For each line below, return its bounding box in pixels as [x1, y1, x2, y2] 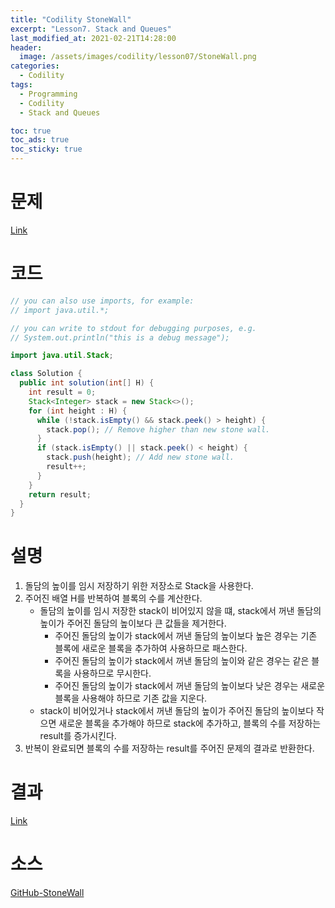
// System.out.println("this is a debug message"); [10, 332, 230, 343]
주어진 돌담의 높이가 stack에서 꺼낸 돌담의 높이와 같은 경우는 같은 [54, 655, 310, 667]
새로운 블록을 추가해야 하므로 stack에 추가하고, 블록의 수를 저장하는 [58, 717, 322, 730]
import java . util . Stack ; [10, 351, 114, 361]
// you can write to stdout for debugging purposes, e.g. [10, 323, 257, 333]
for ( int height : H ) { [28, 406, 128, 416]
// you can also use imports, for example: [10, 296, 195, 306]
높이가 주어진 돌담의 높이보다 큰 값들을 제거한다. [39, 617, 227, 630]
